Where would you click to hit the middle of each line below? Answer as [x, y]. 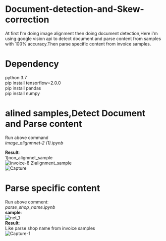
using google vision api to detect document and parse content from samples [83, 39]
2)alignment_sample [51, 163]
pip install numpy [23, 93]
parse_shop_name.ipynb [30, 207]
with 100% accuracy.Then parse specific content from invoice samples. [78, 44]
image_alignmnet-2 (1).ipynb [34, 143]
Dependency [32, 64]
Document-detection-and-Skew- [75, 9]
